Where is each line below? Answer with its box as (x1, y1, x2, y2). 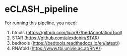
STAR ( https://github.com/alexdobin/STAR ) (11, 35, 100, 41)
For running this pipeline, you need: (4, 20, 77, 26)
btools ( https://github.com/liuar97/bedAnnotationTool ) (11, 29, 123, 35)
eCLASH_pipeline (4, 3, 78, 15)
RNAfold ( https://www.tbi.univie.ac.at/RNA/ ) (11, 45, 102, 51)
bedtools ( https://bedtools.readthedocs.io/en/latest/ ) (11, 40, 120, 46)
